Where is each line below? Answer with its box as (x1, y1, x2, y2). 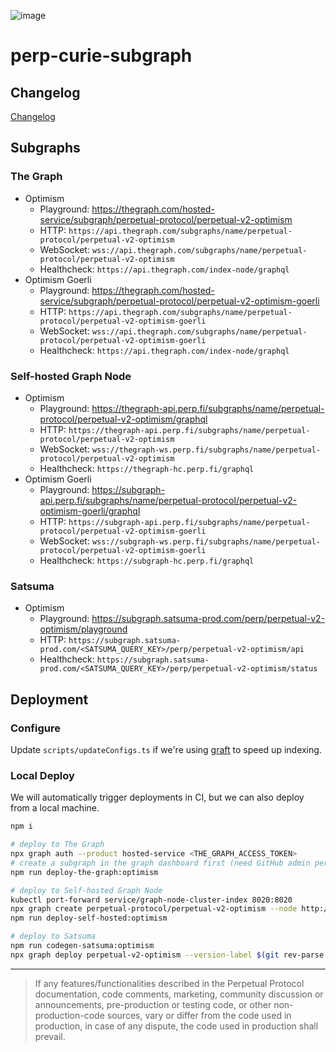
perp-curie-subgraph (10, 45, 193, 67)
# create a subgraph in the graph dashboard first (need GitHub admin (10, 858, 311, 868)
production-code (34, 1009, 105, 1021)
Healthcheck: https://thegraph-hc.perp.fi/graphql (39, 462, 255, 474)
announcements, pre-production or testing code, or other (34, 998, 272, 1010)
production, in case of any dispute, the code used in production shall (34, 1020, 319, 1032)
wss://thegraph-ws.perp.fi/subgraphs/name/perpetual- (91, 445, 321, 455)
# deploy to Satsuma (10, 931, 97, 942)
